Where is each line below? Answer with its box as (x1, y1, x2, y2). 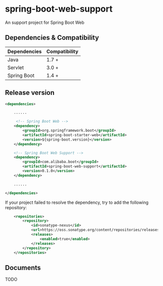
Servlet (7, 64, 24, 71)
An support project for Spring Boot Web (5, 19, 84, 25)
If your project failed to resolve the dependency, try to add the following (5, 199, 149, 205)
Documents (5, 264, 41, 272)
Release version (5, 89, 55, 97)
